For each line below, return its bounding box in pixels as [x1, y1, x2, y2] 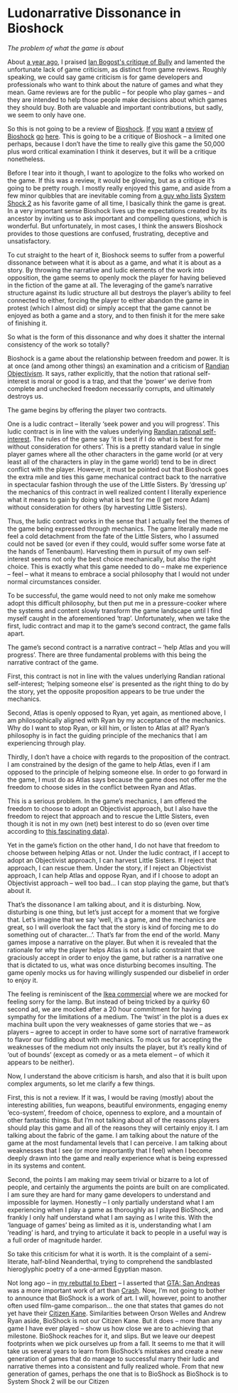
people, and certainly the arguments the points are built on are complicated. [7, 1183, 229, 1191]
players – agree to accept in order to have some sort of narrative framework [7, 1027, 229, 1036]
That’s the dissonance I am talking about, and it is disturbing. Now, [7, 900, 202, 909]
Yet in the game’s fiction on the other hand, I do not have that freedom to [7, 840, 220, 849]
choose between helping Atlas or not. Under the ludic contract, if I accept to [7, 848, 230, 857]
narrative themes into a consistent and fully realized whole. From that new [7, 1362, 224, 1370]
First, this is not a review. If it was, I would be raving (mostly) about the [7, 1093, 214, 1101]
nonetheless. [7, 155, 45, 163]
